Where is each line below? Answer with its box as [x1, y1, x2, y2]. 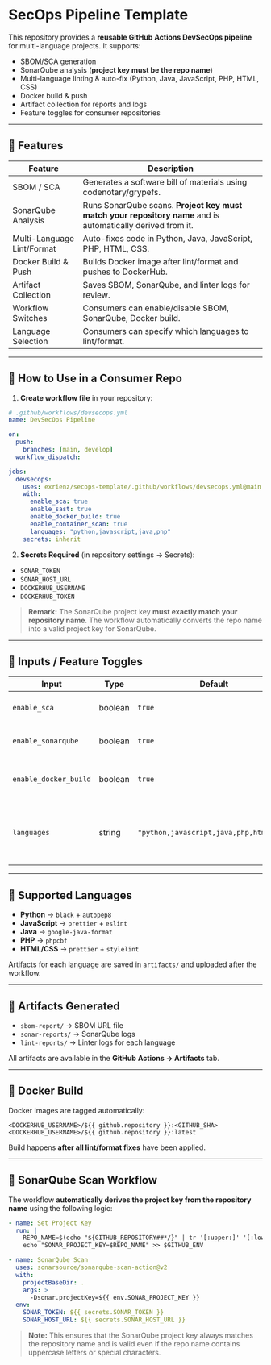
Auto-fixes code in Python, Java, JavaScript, [82, 232, 252, 243]
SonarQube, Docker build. [82, 312, 181, 323]
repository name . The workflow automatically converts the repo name [27, 615, 262, 625]
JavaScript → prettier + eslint [19, 918, 127, 928]
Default [199, 679, 229, 690]
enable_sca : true [29, 497, 89, 506]
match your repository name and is [82, 210, 220, 221]
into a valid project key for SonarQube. [27, 623, 157, 634]
